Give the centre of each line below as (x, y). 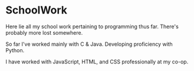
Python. (15, 50)
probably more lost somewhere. (44, 32)
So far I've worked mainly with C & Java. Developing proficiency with (89, 44)
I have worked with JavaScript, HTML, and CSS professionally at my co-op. (97, 62)
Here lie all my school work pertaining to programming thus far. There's (92, 26)
